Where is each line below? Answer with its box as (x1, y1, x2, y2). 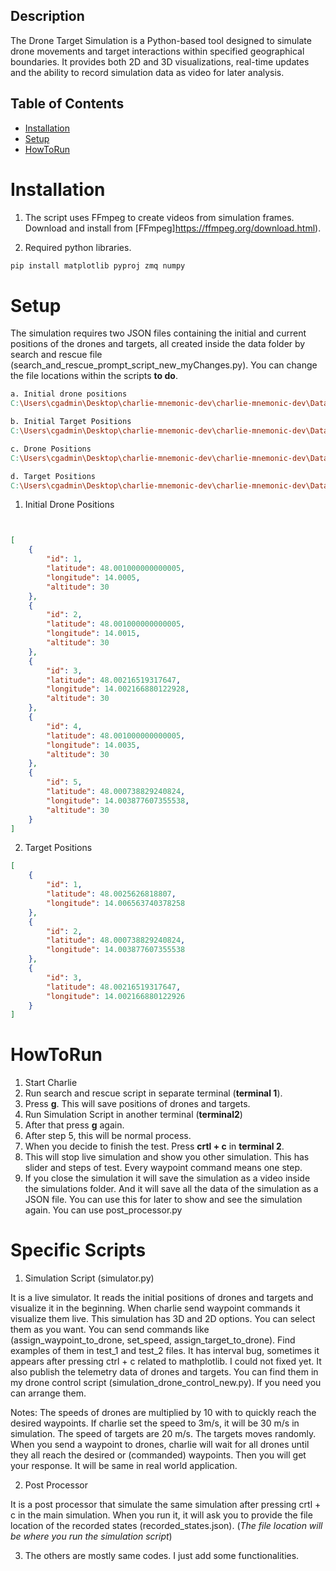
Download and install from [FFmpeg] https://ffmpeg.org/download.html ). (24, 222, 322, 234)
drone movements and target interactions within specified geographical (10, 45, 305, 57)
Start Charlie (24, 1077, 78, 1089)
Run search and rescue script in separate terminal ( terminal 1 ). (24, 1087, 283, 1099)
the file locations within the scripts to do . (10, 370, 178, 382)
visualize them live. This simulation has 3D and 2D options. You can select (10, 1313, 316, 1325)
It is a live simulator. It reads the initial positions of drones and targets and (10, 1292, 314, 1304)
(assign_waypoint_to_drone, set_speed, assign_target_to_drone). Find (10, 1334, 296, 1346)
